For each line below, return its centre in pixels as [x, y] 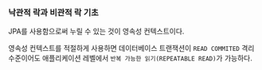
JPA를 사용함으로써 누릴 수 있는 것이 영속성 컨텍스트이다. [96, 31]
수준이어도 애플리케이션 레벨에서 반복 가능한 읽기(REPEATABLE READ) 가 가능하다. [130, 58]
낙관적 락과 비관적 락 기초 [54, 12]
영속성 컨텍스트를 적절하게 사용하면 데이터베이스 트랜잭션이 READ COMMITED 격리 [131, 49]
